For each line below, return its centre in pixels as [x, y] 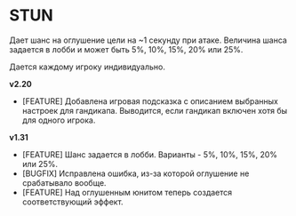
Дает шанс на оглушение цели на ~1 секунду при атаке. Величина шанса [148, 40]
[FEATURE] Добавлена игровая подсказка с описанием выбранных [150, 101]
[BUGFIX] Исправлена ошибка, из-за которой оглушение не [136, 173]
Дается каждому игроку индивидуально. [88, 67]
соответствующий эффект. [72, 202]
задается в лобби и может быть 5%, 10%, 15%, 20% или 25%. [126, 49]
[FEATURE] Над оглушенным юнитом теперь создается [127, 192]
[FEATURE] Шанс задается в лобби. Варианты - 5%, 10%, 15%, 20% [150, 154]
